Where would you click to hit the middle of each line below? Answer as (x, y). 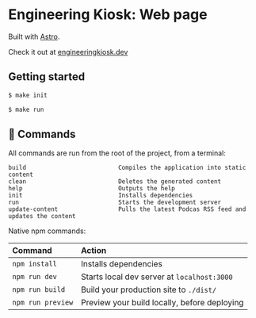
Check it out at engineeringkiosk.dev (68, 52)
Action (94, 251)
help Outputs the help (92, 189)
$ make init (28, 95)
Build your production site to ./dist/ (148, 289)
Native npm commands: (47, 231)
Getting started (47, 77)
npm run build (39, 290)
